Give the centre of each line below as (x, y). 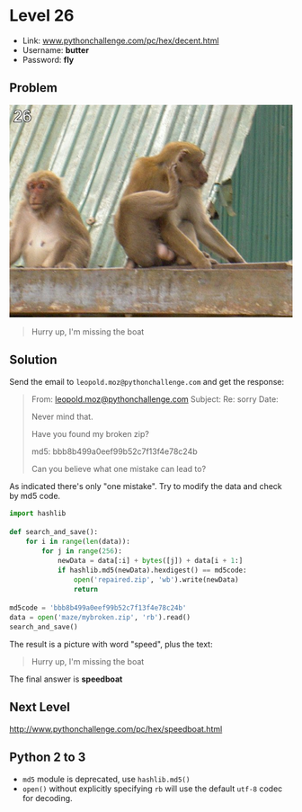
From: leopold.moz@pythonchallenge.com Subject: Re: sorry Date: (155, 399)
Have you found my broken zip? (90, 433)
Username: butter (56, 49)
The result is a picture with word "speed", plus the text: (111, 644)
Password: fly (48, 59)
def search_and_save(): (54, 532)
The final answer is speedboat (66, 679)
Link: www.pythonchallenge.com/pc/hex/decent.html (120, 40)
